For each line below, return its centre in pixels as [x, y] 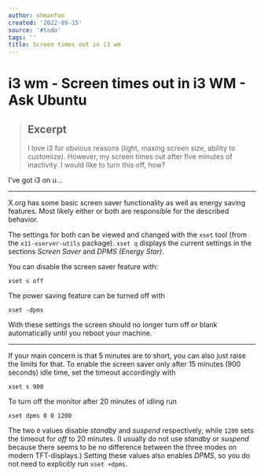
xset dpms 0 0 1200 [40, 416]
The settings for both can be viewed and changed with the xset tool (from [128, 235]
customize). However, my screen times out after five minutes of [130, 157]
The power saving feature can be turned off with [86, 296]
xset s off [26, 281]
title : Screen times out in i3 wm [65, 45]
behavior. [23, 220]
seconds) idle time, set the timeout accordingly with [92, 373]
